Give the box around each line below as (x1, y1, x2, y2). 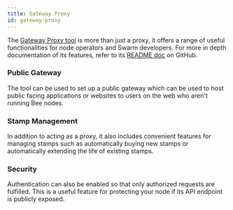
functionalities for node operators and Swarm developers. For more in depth (7, 43, 227, 52)
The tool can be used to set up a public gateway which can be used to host (7, 84, 224, 92)
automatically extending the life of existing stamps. (7, 147, 154, 156)
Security (7, 165, 37, 174)
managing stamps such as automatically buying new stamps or (7, 140, 189, 148)
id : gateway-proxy (7, 17, 61, 24)
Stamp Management (7, 116, 78, 126)
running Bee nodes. (7, 98, 64, 107)
